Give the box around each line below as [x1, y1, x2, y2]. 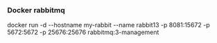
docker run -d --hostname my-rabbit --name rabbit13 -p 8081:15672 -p [7, 21, 210, 29]
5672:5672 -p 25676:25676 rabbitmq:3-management [7, 28, 159, 36]
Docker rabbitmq [7, 5, 66, 15]
